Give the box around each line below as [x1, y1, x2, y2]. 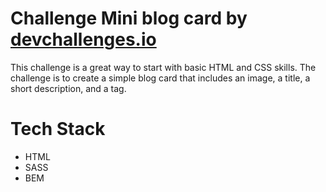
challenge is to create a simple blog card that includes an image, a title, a [10, 72, 311, 84]
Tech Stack [10, 118, 106, 141]
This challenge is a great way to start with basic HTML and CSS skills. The [10, 61, 317, 73]
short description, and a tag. [10, 82, 127, 94]
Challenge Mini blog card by [10, 7, 248, 30]
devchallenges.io [10, 28, 157, 51]
